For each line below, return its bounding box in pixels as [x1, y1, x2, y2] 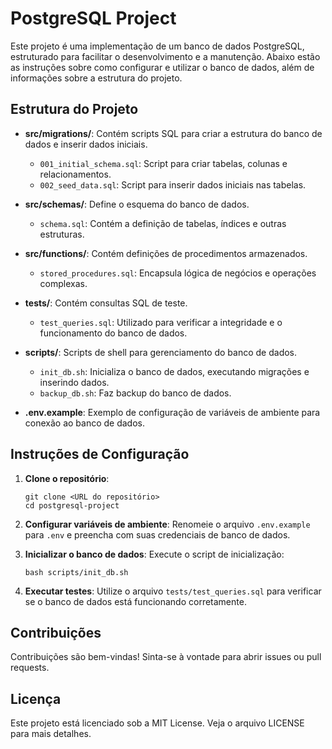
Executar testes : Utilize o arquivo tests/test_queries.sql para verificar [24, 585, 322, 597]
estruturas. [39, 228, 85, 240]
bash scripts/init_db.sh [24, 567, 129, 577]
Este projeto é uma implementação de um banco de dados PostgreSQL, [10, 40, 305, 52]
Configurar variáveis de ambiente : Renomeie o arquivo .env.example [24, 518, 311, 530]
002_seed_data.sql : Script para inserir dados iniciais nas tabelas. [39, 178, 307, 191]
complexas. [39, 277, 88, 289]
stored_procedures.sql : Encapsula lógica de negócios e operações [39, 267, 317, 279]
